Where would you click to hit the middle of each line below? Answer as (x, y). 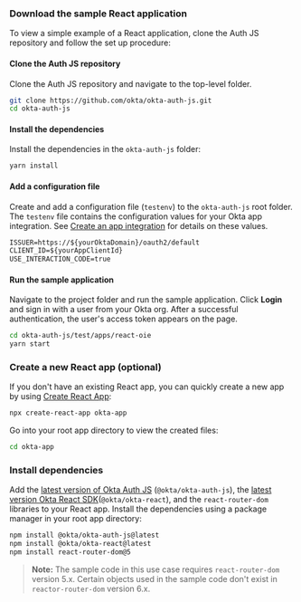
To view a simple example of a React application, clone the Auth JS (134, 33)
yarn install (34, 166)
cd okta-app (32, 447)
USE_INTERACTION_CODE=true (60, 259)
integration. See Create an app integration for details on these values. (139, 225)
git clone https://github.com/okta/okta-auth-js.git (111, 100)
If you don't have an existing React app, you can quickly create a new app (147, 387)
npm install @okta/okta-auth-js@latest (85, 535)
